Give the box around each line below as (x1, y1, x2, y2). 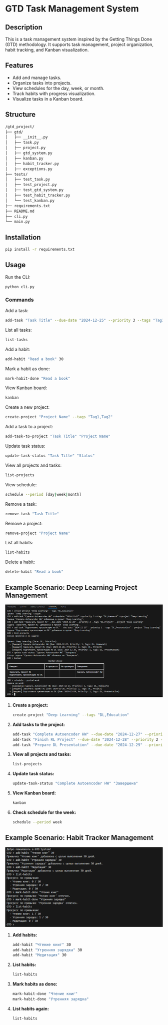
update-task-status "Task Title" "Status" (5, 453, 95, 458)
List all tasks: (5, 327, 32, 333)
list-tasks (5, 337, 28, 342)
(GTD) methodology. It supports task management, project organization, (5, 42, 154, 48)
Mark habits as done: (12, 981, 57, 987)
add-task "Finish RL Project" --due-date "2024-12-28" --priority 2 (12, 737, 158, 742)
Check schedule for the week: (12, 809, 76, 815)
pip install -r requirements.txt (5, 247, 75, 252)
